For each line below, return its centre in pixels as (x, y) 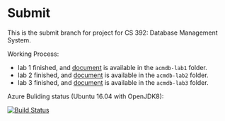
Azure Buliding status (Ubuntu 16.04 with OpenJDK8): (86, 96)
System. (19, 40)
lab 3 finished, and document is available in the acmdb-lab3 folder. (113, 82)
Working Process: (33, 54)
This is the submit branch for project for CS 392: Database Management (112, 33)
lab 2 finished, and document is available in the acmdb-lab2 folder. (113, 75)
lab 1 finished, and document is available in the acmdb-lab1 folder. (112, 67)
